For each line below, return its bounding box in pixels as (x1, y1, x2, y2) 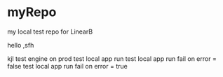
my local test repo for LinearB (7, 27, 93, 36)
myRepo (7, 4, 57, 20)
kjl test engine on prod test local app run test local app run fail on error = (7, 54, 217, 63)
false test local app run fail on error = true (7, 62, 128, 70)
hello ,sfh (7, 41, 34, 49)
